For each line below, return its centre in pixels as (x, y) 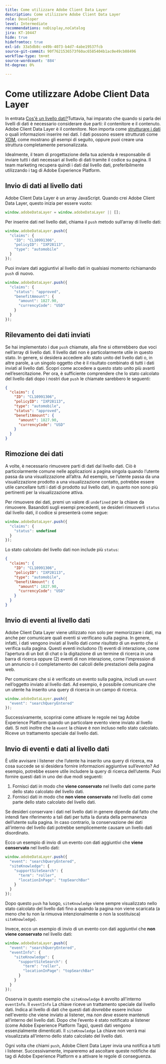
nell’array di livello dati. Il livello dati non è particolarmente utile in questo (79, 352)
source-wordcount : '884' (31, 61)
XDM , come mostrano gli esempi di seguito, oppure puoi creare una (74, 140)
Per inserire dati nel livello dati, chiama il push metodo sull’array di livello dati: (83, 222)
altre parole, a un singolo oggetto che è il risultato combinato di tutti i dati (80, 363)
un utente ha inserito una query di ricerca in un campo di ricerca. (71, 689)
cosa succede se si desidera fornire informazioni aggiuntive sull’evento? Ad (82, 766)
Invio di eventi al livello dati (48, 620)
